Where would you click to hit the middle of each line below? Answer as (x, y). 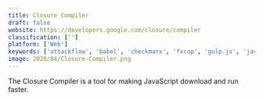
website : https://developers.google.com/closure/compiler (104, 30)
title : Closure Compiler (49, 15)
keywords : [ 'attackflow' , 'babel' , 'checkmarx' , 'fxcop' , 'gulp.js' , (124, 52)
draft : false (29, 23)
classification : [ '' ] (43, 37)
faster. (18, 89)
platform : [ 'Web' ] (38, 45)
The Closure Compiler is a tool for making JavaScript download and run (123, 81)
